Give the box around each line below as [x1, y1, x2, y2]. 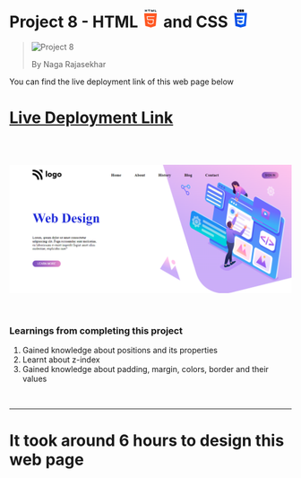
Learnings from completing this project [9, 324, 184, 336]
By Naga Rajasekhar [30, 58, 107, 69]
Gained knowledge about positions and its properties [21, 345, 218, 356]
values [21, 373, 47, 385]
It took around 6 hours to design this [9, 430, 285, 451]
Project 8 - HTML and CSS [9, 12, 228, 32]
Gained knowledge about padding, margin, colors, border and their [21, 364, 269, 375]
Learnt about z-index [21, 354, 100, 365]
